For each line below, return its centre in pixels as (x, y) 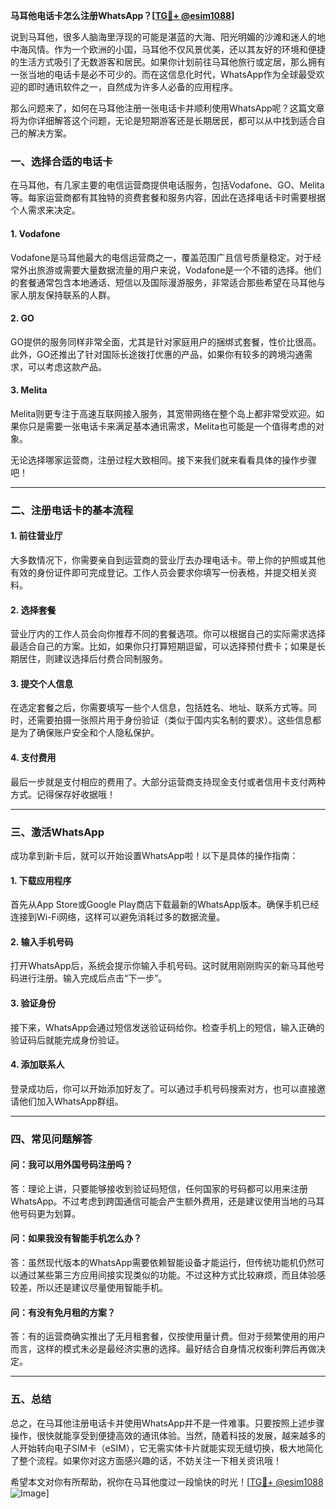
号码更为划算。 (49, 1213)
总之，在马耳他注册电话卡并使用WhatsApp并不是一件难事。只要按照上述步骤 (167, 1423)
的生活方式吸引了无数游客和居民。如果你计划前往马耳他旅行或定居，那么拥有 (168, 62)
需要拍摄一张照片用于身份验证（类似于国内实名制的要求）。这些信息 (174, 720)
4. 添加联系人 (37, 1065)
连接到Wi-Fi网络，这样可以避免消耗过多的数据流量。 (118, 917)
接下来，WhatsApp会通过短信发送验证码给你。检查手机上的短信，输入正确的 (167, 1027)
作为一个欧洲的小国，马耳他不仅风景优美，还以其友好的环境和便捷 (189, 49)
